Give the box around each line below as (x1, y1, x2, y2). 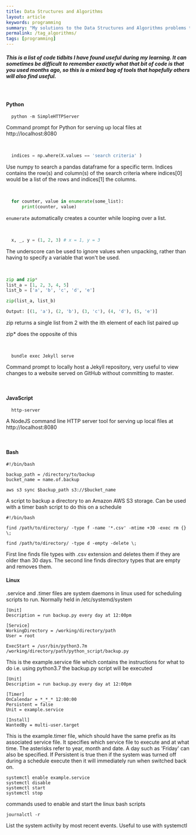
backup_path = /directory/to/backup (6, 472, 95, 477)
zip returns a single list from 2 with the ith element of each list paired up (6, 319, 179, 327)
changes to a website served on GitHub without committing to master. (6, 370, 174, 377)
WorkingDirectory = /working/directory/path (6, 627, 116, 634)
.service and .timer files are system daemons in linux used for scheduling (6, 589, 182, 597)
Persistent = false (6, 702, 54, 707)
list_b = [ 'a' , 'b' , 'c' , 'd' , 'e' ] (6, 287, 95, 293)
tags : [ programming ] (6, 36, 57, 42)
